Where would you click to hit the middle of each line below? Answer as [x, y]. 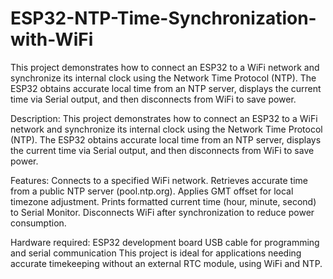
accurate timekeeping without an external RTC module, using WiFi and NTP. [166, 263]
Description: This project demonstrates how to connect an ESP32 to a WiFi [164, 118]
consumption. [38, 223]
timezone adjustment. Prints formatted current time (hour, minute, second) [163, 201]
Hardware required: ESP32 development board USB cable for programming [165, 242]
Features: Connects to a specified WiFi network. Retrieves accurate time [159, 180]
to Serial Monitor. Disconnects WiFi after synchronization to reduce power [162, 212]
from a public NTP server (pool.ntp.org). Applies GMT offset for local [152, 191]
